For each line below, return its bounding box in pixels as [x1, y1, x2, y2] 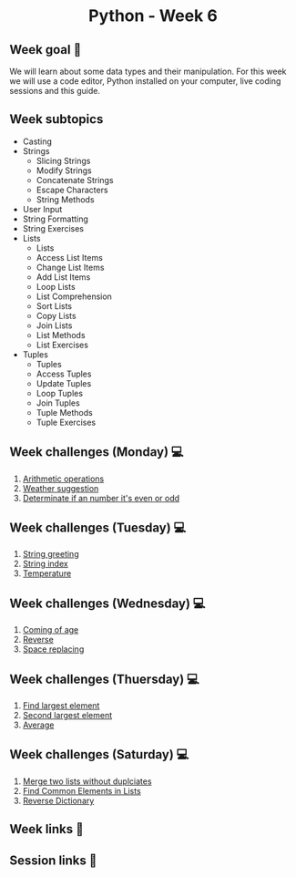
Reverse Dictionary [22, 795, 95, 806]
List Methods [36, 329, 86, 340]
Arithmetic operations [22, 473, 105, 484]
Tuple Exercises [36, 417, 97, 428]
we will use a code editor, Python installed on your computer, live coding [9, 76, 281, 87]
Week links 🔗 [9, 821, 85, 837]
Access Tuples [36, 368, 92, 379]
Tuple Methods [36, 407, 93, 418]
